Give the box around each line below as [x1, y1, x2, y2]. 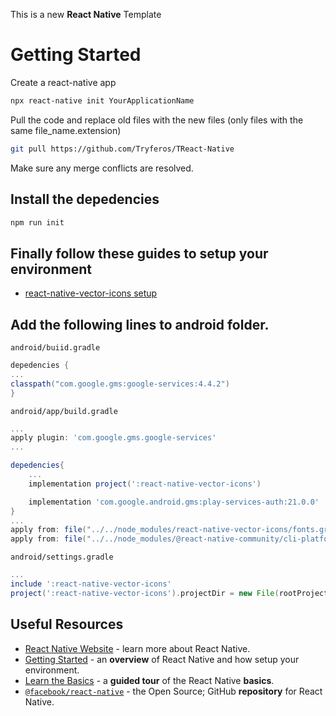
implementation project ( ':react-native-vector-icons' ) [28, 479, 262, 489]
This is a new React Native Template [10, 9, 162, 20]
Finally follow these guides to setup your [10, 245, 269, 262]
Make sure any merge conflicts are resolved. [10, 162, 194, 174]
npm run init [10, 217, 65, 228]
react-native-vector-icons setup [24, 287, 158, 299]
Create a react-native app [10, 76, 117, 88]
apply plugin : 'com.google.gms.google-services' [10, 433, 217, 443]
